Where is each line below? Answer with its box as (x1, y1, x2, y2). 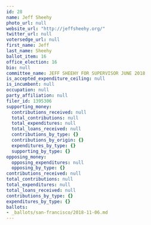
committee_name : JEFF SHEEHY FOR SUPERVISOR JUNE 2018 (6, 70, 146, 76)
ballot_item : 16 (6, 53, 47, 59)
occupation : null (6, 87, 50, 93)
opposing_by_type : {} (11, 165, 66, 171)
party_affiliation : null (6, 92, 68, 98)
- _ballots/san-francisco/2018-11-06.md (6, 209, 109, 216)
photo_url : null (6, 20, 47, 26)
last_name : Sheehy (6, 48, 52, 54)
